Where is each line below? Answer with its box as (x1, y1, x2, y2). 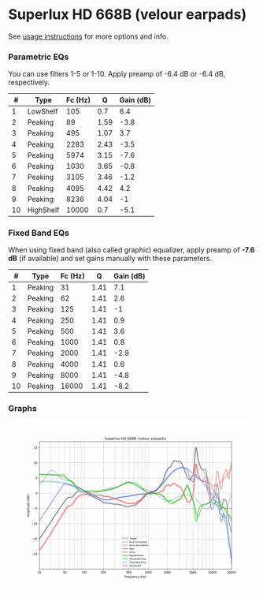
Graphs (8, 403, 37, 414)
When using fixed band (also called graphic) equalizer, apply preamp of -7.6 (8, 245, 255, 255)
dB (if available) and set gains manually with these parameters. (8, 254, 213, 263)
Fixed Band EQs (8, 227, 69, 238)
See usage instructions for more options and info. (8, 32, 169, 41)
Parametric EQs (8, 51, 69, 62)
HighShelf (27, 205, 60, 215)
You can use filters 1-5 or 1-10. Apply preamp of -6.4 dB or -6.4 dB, (8, 69, 226, 79)
